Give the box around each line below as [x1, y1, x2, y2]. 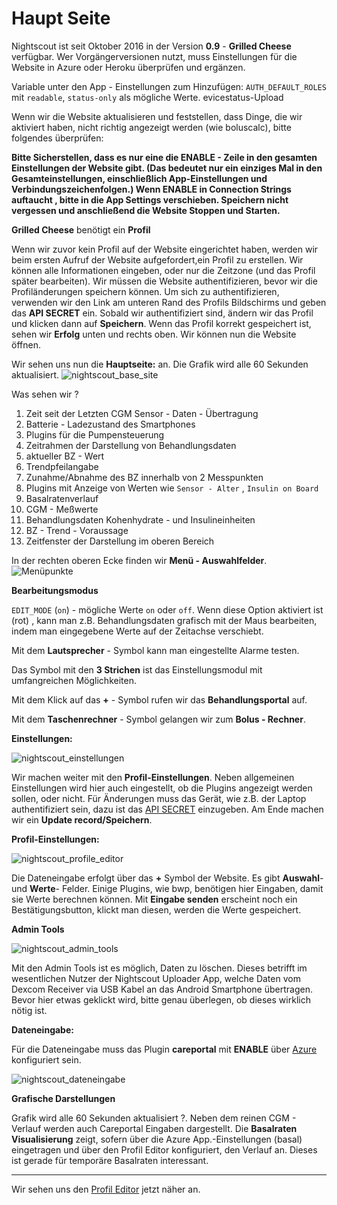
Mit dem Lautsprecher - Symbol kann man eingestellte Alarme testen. [11, 644, 300, 656]
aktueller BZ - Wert [25, 450, 105, 462]
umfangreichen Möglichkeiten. [11, 674, 137, 686]
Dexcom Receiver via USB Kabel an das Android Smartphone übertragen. [11, 983, 313, 995]
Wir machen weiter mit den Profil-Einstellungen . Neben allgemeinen [11, 771, 295, 783]
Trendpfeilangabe [25, 460, 99, 472]
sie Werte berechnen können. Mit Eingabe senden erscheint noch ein [11, 893, 298, 905]
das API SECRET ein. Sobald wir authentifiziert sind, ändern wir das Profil [11, 307, 314, 319]
